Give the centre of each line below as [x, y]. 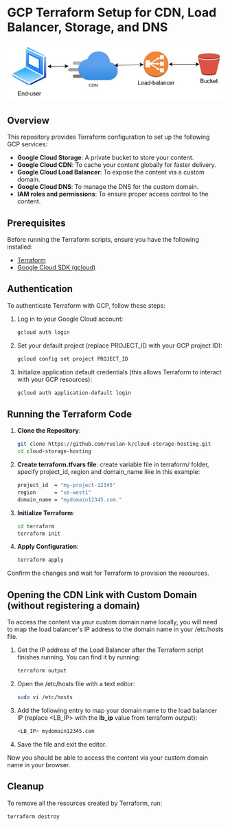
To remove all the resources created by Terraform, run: [85, 803]
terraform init [39, 534]
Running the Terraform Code [70, 414]
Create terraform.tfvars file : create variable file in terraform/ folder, [113, 464]
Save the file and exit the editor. [62, 744]
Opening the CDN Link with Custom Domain [102, 594]
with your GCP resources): [55, 379]
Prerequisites [36, 223]
